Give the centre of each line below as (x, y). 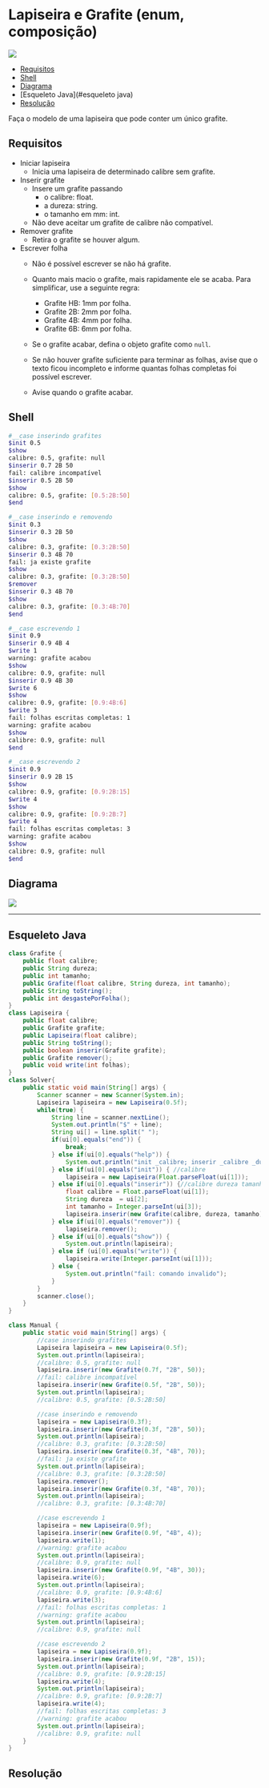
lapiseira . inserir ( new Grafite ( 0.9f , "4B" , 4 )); (120, 1533)
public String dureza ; (60, 969)
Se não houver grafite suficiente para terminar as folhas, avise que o (145, 360)
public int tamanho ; (57, 976)
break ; (76, 1147)
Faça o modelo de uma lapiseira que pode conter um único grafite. (118, 119)
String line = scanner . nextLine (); (110, 1117)
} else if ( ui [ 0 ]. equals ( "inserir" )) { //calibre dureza (145, 1184)
